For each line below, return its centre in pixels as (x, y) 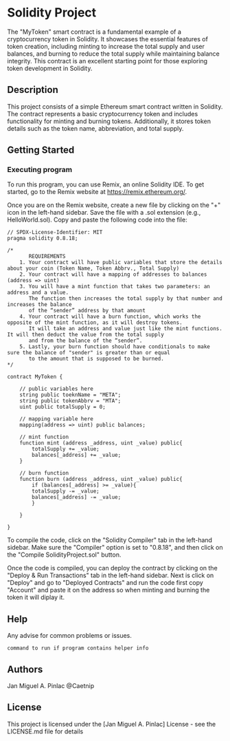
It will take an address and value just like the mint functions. (126, 329)
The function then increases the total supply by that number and (126, 299)
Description (33, 90)
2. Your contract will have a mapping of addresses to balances (113, 275)
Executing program (40, 170)
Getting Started (41, 150)
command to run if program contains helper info (78, 648)
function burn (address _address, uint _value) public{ (101, 480)
